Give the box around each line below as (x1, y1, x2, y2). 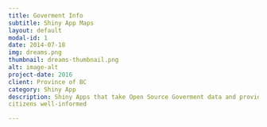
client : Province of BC (8, 78, 87, 86)
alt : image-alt (8, 63, 59, 71)
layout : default (8, 26, 62, 34)
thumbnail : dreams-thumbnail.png (8, 56, 119, 64)
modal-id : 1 (8, 33, 48, 42)
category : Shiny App (8, 85, 77, 94)
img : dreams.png (8, 48, 62, 56)
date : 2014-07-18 (8, 41, 66, 49)
